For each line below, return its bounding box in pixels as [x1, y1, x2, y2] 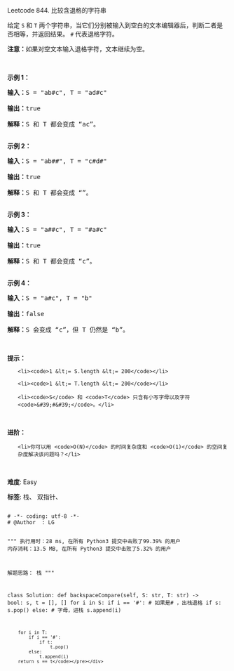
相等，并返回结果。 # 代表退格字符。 [13, 30, 119, 38]
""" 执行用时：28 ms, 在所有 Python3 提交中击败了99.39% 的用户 [7, 538, 181, 545]
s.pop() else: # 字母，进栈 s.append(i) [7, 607, 121, 614]
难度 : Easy [7, 478, 37, 486]
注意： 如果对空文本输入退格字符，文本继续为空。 [7, 45, 149, 53]
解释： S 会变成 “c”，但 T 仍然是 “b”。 [7, 326, 130, 334]
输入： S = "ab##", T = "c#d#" [7, 157, 107, 165]
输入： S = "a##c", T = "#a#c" [7, 226, 107, 233]
